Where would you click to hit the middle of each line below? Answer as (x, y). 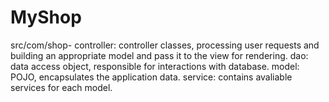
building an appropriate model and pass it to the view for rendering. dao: (159, 55)
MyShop (46, 17)
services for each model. (61, 87)
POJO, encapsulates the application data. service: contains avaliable (151, 77)
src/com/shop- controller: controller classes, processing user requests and (165, 45)
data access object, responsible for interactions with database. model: (155, 66)
